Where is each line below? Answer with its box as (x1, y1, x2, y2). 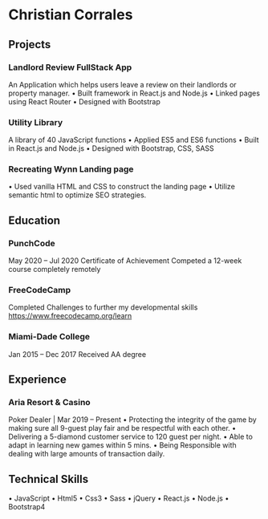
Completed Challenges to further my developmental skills (8, 302, 198, 312)
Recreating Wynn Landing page (8, 164, 134, 175)
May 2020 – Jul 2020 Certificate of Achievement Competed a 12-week (8, 256, 242, 266)
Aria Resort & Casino (8, 397, 91, 408)
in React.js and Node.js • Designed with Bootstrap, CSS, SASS (8, 144, 214, 153)
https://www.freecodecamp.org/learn (8, 311, 132, 321)
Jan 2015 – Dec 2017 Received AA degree (8, 349, 147, 359)
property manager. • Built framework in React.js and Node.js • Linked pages (8, 88, 261, 98)
